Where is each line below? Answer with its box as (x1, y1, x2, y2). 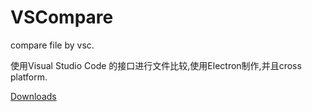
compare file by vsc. (10, 39, 95, 51)
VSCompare (10, 6, 114, 29)
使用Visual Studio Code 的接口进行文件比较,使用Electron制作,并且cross (10, 59, 302, 71)
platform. (10, 71, 48, 83)
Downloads (10, 90, 57, 102)
